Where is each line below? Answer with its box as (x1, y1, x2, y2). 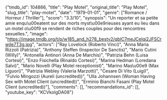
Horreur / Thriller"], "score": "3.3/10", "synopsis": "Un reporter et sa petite (5, 15, 158, 20)
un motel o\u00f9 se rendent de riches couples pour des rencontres (5, 25, 146, 31)
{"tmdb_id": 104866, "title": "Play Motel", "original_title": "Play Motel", (5, 4, 148, 10)
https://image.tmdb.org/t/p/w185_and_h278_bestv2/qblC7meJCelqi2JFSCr (7, 36, 162, 42)
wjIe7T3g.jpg (5, 41, 33, 47)
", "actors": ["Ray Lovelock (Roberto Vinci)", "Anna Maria (32, 41, 149, 47)
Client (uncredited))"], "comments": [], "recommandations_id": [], (5, 84, 140, 89)
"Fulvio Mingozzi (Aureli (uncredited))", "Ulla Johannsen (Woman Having (5, 73, 155, 79)
